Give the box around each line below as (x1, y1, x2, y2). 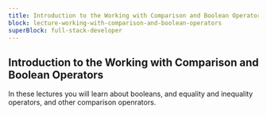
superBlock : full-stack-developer (8, 26, 123, 34)
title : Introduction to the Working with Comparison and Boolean (8, 11, 229, 20)
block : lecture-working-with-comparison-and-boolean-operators (8, 19, 222, 27)
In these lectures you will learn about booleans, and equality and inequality (8, 89, 253, 99)
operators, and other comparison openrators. (8, 98, 157, 107)
